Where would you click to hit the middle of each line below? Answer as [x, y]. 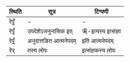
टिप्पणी [101, 12]
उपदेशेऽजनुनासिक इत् [50, 31]
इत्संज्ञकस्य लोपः [99, 50]
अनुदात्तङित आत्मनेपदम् [52, 41]
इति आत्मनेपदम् [98, 41]
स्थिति [15, 12]
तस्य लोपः [38, 50]
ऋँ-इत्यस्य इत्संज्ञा [101, 31]
